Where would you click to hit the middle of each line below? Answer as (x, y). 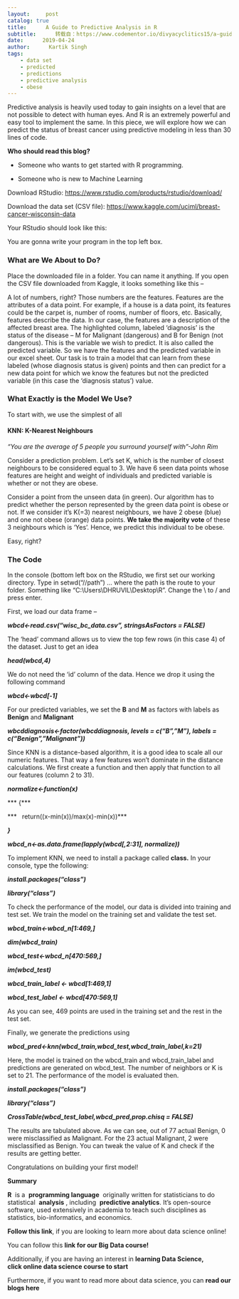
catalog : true (28, 21)
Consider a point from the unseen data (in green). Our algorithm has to (111, 497)
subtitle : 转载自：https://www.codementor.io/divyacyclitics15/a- (114, 34)
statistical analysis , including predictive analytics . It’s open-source (109, 1203)
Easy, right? (25, 541)
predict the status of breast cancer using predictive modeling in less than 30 (119, 130)
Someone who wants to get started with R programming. (100, 165)
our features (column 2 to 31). (51, 775)
